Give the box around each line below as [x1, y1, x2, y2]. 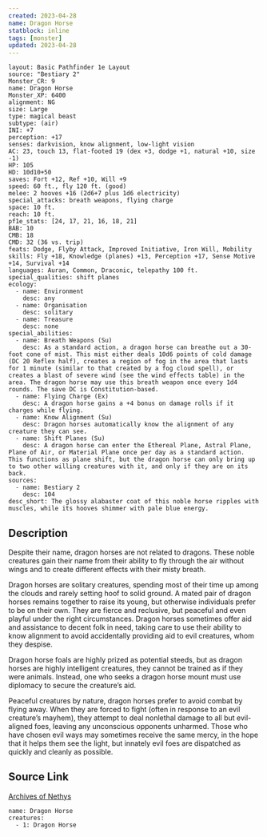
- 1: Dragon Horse [15, 821, 78, 829]
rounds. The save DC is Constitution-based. [8, 386, 159, 394]
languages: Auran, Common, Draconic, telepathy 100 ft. [8, 266, 198, 274]
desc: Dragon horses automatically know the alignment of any [22, 421, 234, 429]
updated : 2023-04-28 [8, 42, 78, 50]
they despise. [8, 639, 54, 649]
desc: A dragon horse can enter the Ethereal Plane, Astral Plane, [22, 442, 252, 450]
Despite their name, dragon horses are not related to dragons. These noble [8, 547, 255, 557]
